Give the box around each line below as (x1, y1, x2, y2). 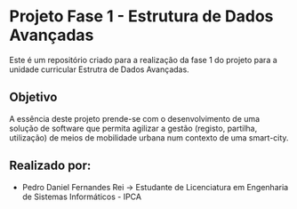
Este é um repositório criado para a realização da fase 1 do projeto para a (9, 54, 277, 65)
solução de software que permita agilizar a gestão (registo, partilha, (9, 123, 258, 133)
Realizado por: (9, 158, 92, 173)
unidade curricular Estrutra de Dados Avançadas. (9, 64, 189, 75)
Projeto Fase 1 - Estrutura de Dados (9, 6, 274, 27)
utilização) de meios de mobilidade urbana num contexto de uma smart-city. (9, 132, 289, 143)
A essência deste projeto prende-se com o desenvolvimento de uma (9, 113, 261, 124)
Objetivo (9, 90, 58, 105)
